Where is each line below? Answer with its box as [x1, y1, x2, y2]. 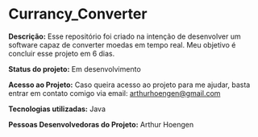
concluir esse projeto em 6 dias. [8, 48, 115, 58]
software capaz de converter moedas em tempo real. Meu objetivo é [8, 39, 236, 49]
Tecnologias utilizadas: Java [8, 104, 106, 114]
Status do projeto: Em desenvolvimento [8, 64, 141, 73]
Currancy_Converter [8, 5, 148, 23]
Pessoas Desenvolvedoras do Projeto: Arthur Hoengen [8, 119, 194, 129]
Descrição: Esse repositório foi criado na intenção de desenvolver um [8, 31, 241, 41]
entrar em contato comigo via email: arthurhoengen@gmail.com [8, 88, 221, 98]
